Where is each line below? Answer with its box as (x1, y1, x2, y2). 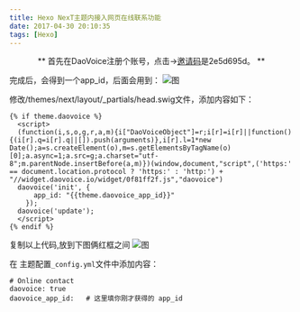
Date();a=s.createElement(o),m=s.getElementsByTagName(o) (9, 143, 232, 153)
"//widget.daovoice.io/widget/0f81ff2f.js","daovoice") (9, 175, 223, 185)
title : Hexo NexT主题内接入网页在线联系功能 (9, 13, 162, 23)
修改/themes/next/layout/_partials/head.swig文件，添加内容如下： (9, 94, 254, 105)
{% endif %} (9, 223, 54, 232)
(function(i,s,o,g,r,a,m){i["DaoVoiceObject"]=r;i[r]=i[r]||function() (17, 128, 293, 137)
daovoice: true (9, 285, 67, 294)
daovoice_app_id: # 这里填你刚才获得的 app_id (9, 294, 183, 303)
